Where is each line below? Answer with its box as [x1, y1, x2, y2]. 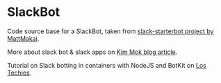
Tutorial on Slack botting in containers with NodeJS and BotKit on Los [7, 61, 206, 69]
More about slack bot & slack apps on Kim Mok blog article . [7, 48, 178, 56]
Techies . [7, 68, 32, 77]
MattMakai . [7, 34, 40, 42]
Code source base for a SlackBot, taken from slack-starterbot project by [7, 27, 214, 35]
